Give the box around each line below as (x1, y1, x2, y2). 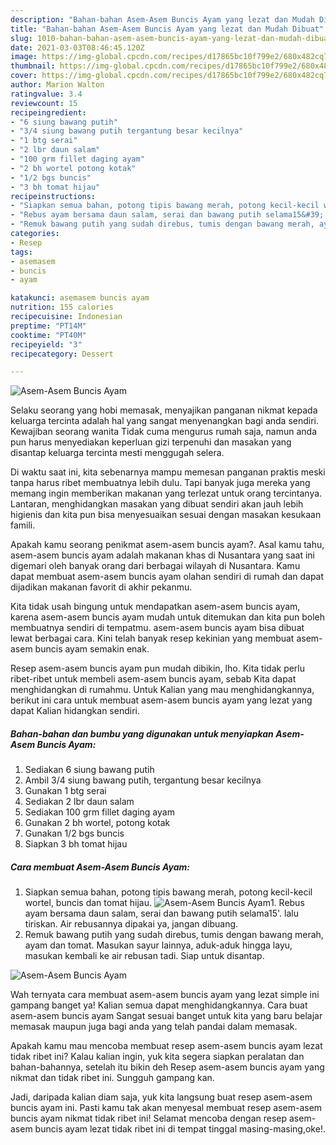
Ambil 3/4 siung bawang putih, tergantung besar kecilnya (24, 774, 262, 786)
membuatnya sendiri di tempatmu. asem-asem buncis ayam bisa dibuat (10, 622, 305, 634)
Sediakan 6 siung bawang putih (24, 764, 155, 776)
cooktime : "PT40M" (10, 330, 87, 340)
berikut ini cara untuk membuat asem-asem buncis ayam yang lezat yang (10, 694, 313, 706)
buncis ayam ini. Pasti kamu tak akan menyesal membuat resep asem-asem (10, 1102, 323, 1114)
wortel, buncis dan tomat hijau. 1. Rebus (24, 897, 305, 909)
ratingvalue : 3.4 (10, 89, 83, 99)
